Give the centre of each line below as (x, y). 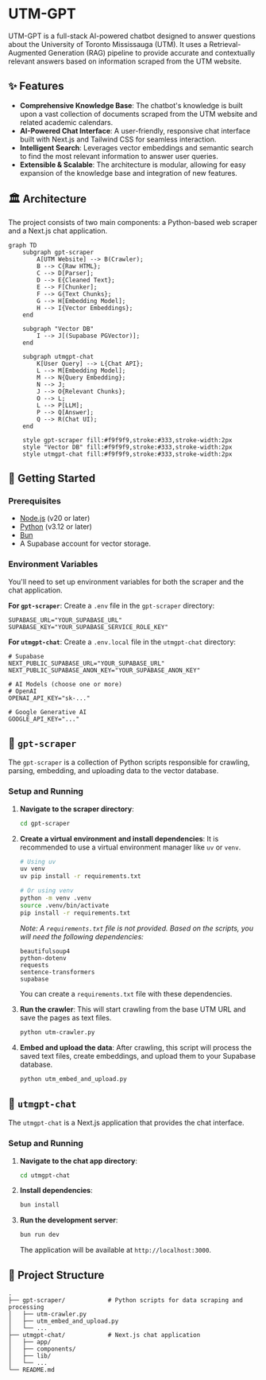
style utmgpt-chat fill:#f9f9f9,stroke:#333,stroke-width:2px (127, 454)
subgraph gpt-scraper (58, 252)
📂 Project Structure (56, 1275)
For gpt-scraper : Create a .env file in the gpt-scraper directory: (112, 605)
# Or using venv (46, 891)
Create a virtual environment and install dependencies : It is (119, 838)
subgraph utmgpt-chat (58, 356)
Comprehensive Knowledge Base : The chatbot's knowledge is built (131, 105)
